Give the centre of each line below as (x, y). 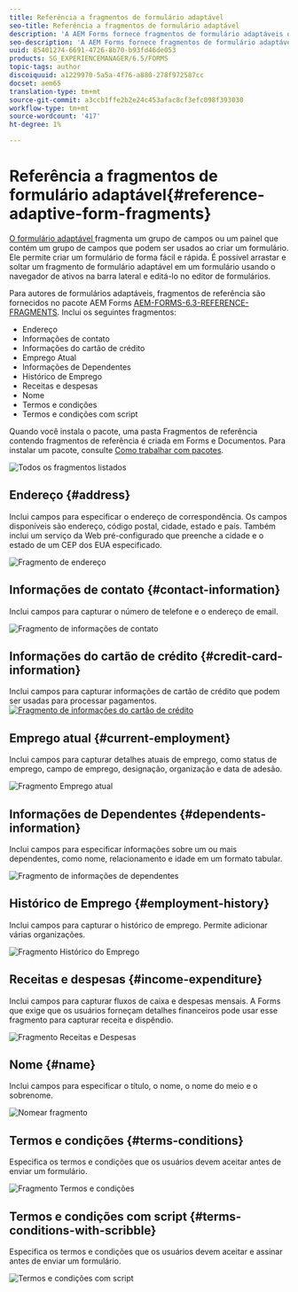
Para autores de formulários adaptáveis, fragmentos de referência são (137, 293)
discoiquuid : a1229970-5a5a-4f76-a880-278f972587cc (106, 75)
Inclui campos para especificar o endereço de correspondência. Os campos (148, 516)
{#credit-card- (242, 656)
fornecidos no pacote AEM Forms (71, 302)
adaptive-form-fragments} (110, 214)
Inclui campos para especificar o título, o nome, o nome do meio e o (133, 1086)
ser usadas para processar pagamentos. (83, 701)
